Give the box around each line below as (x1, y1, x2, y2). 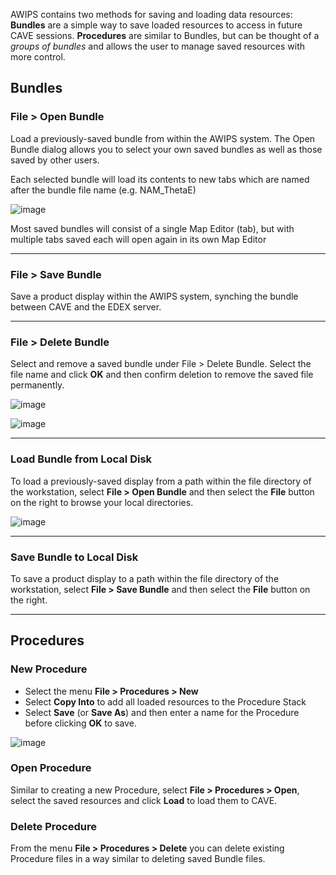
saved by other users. (10, 154, 100, 166)
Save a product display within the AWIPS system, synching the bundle (10, 290, 299, 302)
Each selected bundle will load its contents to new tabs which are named (10, 173, 310, 185)
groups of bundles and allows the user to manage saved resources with (10, 40, 306, 52)
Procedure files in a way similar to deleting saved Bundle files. (10, 853, 266, 865)
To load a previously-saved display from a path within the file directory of (10, 475, 312, 487)
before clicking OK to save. (24, 717, 137, 729)
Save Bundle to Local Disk (10, 550, 139, 564)
